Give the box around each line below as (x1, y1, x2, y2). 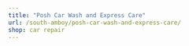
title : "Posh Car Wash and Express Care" (8, 11, 146, 19)
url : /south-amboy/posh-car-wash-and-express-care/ (8, 19, 181, 27)
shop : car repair (8, 26, 65, 34)
